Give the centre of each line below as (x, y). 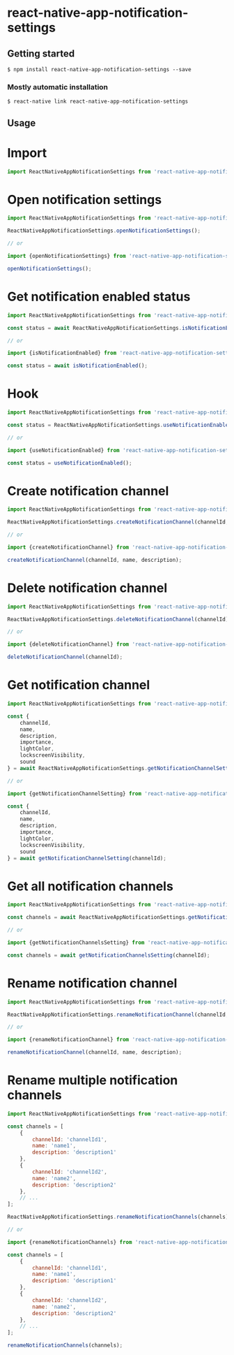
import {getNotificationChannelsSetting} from (76, 942)
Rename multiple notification (93, 1080)
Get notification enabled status (99, 297)
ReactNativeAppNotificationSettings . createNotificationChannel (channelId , (118, 522)
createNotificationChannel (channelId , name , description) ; (95, 560)
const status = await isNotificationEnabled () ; (78, 366)
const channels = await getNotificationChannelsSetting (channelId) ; (109, 955)
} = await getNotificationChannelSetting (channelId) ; (87, 858)
